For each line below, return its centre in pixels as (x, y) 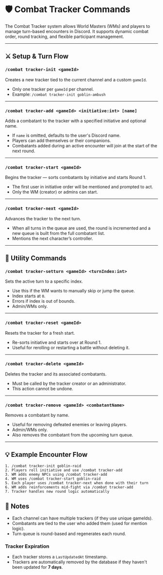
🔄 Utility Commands (36, 258)
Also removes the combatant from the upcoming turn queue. (73, 435)
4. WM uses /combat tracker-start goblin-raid (53, 479)
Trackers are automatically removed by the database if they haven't (79, 562)
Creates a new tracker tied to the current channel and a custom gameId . (76, 80)
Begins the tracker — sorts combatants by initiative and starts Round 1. (76, 178)
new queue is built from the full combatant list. (58, 233)
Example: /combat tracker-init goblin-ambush (59, 94)
